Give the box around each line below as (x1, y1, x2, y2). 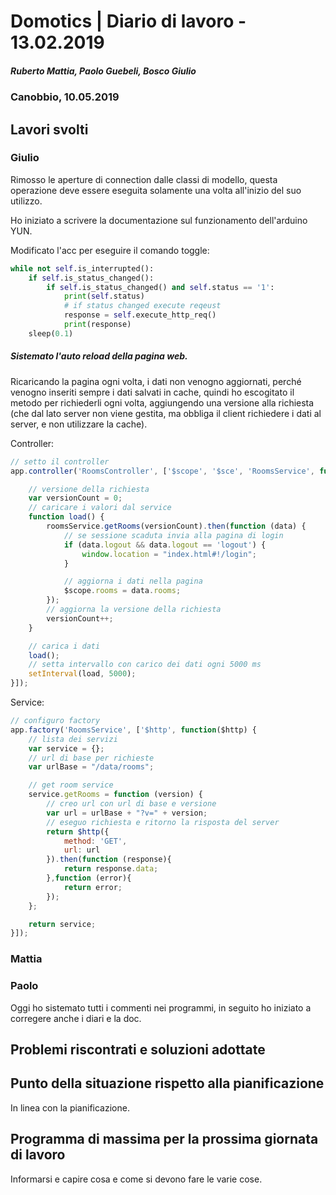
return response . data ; (63, 864, 159, 874)
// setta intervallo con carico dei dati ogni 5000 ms (28, 660, 262, 670)
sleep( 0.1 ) (28, 328, 74, 339)
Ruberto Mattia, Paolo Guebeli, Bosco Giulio (10, 65, 197, 77)
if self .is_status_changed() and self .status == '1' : (46, 282, 275, 292)
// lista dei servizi (28, 734, 118, 744)
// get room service (28, 780, 114, 790)
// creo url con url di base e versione (46, 799, 217, 809)
